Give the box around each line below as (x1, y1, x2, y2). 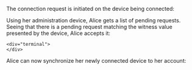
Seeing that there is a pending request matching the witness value (6, 24, 172, 30)
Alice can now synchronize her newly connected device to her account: (6, 57, 187, 64)
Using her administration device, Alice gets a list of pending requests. (6, 17, 181, 24)
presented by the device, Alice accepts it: (6, 30, 111, 37)
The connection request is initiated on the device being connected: (6, 5, 175, 12)
